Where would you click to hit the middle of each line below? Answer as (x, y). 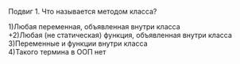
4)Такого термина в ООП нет (57, 52)
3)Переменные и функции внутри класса (78, 43)
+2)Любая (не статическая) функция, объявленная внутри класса (120, 35)
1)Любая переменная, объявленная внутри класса (94, 26)
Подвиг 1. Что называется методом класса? (83, 11)
